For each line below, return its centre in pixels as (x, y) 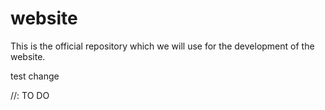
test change (35, 76)
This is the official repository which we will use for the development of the (162, 46)
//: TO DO (30, 95)
